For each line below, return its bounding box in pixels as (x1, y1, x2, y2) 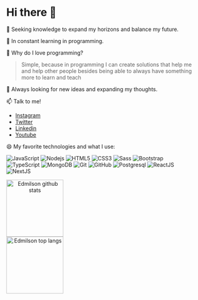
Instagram (15, 112, 41, 119)
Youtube (15, 131, 36, 138)
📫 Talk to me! (6, 97, 41, 105)
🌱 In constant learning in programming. (6, 37, 104, 44)
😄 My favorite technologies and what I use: (6, 143, 115, 150)
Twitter (15, 118, 33, 125)
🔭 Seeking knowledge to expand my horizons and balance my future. (6, 26, 179, 33)
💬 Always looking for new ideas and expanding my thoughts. (6, 85, 158, 93)
